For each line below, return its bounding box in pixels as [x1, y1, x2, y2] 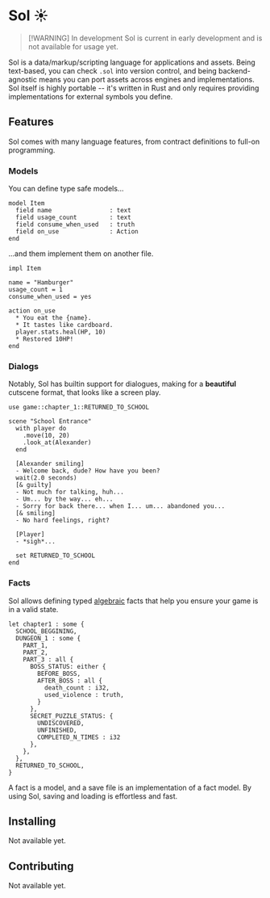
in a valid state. [8, 604, 59, 614]
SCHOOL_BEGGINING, [15, 627, 78, 636]
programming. [8, 145, 56, 155]
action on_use [8, 307, 56, 315]
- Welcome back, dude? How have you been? [15, 467, 160, 475]
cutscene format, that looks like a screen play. [8, 388, 161, 397]
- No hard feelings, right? [15, 516, 110, 525]
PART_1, [23, 641, 48, 649]
